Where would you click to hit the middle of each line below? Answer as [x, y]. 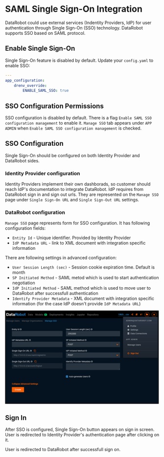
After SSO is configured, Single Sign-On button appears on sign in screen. [80, 430]
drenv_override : [31, 85]
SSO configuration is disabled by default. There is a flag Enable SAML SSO [78, 118]
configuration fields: [25, 228]
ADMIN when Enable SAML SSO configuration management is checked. [73, 128]
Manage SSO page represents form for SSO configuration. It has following [78, 223]
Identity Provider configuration [43, 173]
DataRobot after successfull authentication [55, 294]
